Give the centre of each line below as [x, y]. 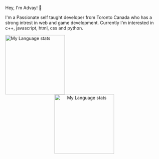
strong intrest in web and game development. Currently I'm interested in [79, 23]
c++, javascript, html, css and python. [44, 28]
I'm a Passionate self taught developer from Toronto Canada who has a [78, 17]
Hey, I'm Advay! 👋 [24, 8]
